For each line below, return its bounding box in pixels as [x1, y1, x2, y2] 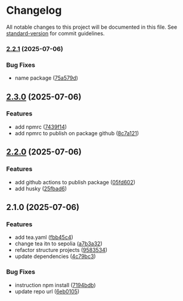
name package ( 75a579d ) [14, 74, 79, 81]
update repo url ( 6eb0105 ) [14, 288, 80, 295]
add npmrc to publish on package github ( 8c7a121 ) [14, 129, 139, 136]
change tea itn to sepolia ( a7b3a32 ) [14, 240, 103, 247]
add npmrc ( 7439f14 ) [14, 123, 67, 130]
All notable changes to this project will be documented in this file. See [6, 23, 178, 31]
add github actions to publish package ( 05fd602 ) [14, 178, 136, 186]
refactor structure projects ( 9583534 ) [14, 247, 108, 254]
